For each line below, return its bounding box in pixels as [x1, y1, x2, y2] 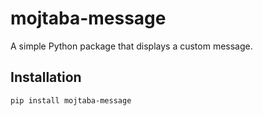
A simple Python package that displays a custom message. [10, 40, 253, 52]
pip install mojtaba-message [10, 95, 132, 106]
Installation [10, 69, 82, 86]
